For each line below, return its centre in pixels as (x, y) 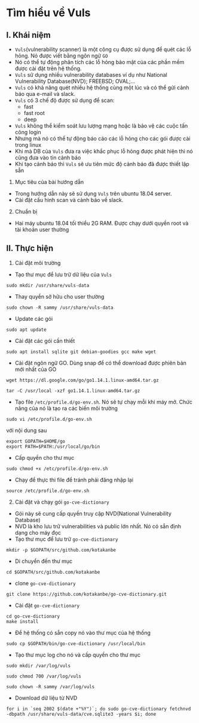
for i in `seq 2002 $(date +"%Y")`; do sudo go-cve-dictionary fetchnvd (99, 709)
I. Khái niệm (28, 35)
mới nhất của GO (36, 369)
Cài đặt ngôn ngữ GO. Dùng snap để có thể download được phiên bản (101, 363)
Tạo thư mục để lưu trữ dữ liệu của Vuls (63, 274)
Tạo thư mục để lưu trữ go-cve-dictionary (66, 539)
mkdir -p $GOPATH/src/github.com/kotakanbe (61, 550)
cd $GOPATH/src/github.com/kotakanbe (53, 572)
